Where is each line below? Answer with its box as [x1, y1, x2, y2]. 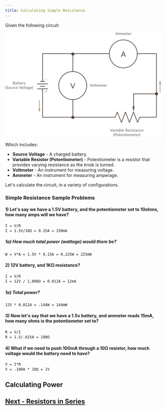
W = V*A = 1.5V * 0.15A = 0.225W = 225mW [5, 252, 92, 257]
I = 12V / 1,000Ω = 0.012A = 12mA [5, 279, 77, 284]
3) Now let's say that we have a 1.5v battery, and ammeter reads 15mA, [5, 313, 154, 319]
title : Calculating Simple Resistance [5, 8, 85, 13]
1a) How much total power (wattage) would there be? [5, 238, 117, 245]
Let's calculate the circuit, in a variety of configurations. [5, 181, 119, 188]
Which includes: [5, 141, 38, 147]
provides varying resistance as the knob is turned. [12, 162, 115, 168]
